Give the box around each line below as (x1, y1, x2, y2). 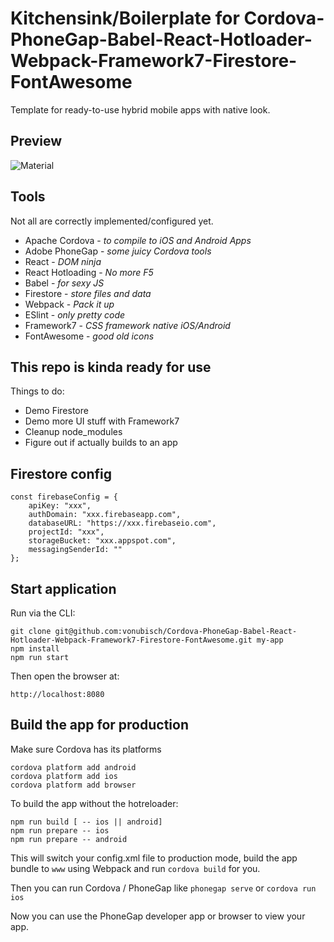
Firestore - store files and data (24, 287, 152, 299)
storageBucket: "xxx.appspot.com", (28, 536, 177, 546)
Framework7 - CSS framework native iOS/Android (24, 319, 231, 331)
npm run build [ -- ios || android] (10, 817, 163, 827)
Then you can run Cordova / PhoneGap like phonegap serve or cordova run (10, 882, 317, 894)
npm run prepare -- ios (10, 825, 110, 836)
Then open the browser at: (10, 670, 120, 682)
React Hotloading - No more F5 (24, 266, 154, 278)
